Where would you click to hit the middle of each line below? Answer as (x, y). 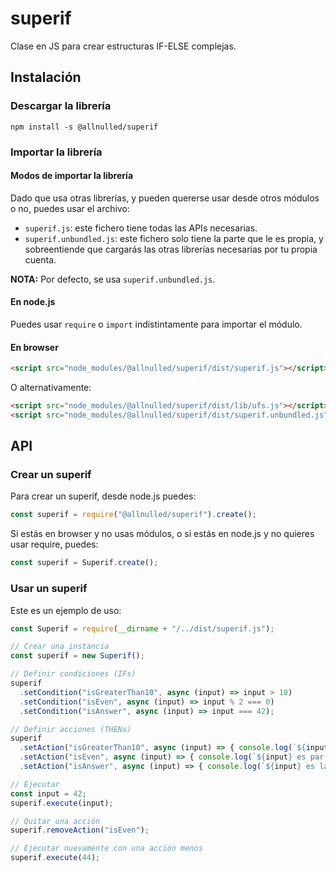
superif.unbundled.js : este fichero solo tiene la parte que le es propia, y (174, 238)
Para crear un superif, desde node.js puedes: (103, 496)
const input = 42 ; (48, 793)
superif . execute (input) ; (62, 803)
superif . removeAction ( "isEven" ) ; (80, 830)
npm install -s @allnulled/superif (84, 127)
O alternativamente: (51, 388)
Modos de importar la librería (72, 176)
